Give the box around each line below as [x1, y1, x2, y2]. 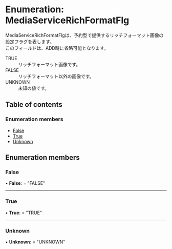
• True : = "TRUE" [5, 209, 42, 216]
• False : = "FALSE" [5, 180, 46, 186]
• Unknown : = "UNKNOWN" [5, 239, 66, 245]
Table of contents [5, 100, 62, 109]
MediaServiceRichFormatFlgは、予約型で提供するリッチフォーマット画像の [5, 32, 164, 38]
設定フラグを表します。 [5, 39, 55, 45]
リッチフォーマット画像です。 [18, 61, 81, 67]
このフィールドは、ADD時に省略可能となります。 [5, 45, 109, 51]
